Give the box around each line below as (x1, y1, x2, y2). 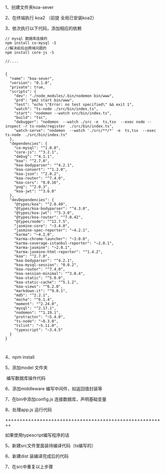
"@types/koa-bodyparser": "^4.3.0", (14, 206, 90, 211)
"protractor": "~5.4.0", (14, 315, 65, 319)
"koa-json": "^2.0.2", (14, 171, 61, 176)
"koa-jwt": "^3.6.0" (14, 189, 56, 194)
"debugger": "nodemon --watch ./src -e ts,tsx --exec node (14, 119, 145, 124)
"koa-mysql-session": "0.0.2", (14, 263, 79, 267)
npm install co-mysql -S (5, 41, 56, 46)
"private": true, (9, 85, 46, 90)
